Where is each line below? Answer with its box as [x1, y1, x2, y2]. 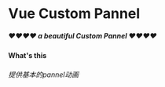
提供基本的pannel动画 [8, 70, 79, 79]
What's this [8, 51, 47, 60]
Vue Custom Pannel [8, 5, 140, 23]
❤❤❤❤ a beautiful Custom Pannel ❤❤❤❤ [8, 31, 157, 40]
